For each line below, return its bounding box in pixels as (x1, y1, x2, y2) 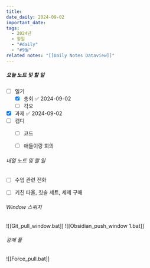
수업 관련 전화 (14, 177, 47, 184)
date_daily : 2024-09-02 (6, 14, 65, 20)
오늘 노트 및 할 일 (6, 71, 45, 79)
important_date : (6, 19, 46, 25)
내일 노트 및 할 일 (6, 157, 45, 164)
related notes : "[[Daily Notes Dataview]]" (6, 53, 115, 58)
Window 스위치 (6, 203, 43, 210)
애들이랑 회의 (23, 142, 54, 149)
